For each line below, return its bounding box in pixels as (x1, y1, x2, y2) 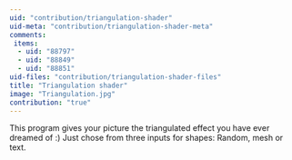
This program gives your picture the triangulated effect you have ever (9, 123, 270, 134)
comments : (9, 30, 47, 39)
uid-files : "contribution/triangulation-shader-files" (9, 73, 222, 82)
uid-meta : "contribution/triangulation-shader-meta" (9, 22, 214, 31)
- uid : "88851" (17, 65, 76, 74)
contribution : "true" (9, 97, 92, 107)
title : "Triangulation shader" (9, 81, 128, 90)
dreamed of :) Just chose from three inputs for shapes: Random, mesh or (9, 133, 284, 144)
